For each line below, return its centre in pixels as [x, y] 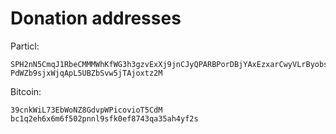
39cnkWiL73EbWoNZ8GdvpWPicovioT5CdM [86, 110]
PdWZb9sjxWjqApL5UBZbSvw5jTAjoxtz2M [86, 73]
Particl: [25, 46]
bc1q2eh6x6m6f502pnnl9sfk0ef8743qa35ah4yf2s [104, 118]
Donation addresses [96, 18]
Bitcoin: [26, 91]
